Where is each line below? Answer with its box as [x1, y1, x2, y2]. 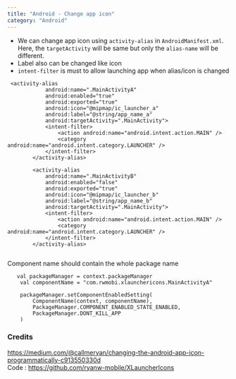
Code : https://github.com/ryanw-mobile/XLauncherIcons [7, 363, 175, 371]
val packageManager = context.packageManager [16, 272, 153, 279]
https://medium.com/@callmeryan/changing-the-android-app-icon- [7, 348, 205, 356]
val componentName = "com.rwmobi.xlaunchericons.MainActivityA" [20, 279, 213, 286]
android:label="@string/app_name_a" [44, 111, 153, 118]
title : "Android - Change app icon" [7, 10, 115, 18]
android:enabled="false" [44, 179, 118, 186]
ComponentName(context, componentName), [32, 297, 153, 304]
